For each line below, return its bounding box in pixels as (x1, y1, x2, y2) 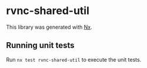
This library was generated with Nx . (6, 23, 92, 30)
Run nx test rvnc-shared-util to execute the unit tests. (6, 56, 142, 63)
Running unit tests (6, 40, 75, 50)
